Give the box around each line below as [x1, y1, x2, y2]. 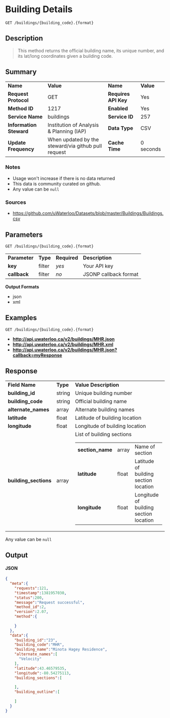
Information [8, 121, 37, 128]
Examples [5, 313, 37, 322]
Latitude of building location [75, 414, 142, 421]
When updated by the [48, 136, 99, 143]
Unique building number [75, 389, 133, 397]
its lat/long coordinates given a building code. [17, 53, 113, 59]
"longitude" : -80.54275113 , [14, 670, 71, 675]
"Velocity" [18, 657, 42, 662]
